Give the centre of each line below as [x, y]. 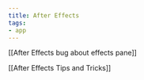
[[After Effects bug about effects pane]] [72, 53]
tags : [17, 23]
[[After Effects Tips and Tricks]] [60, 68]
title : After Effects [44, 15]
